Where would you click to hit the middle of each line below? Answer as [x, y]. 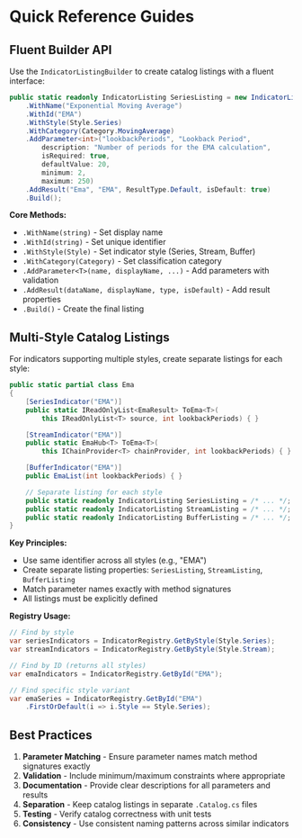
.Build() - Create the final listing [83, 309]
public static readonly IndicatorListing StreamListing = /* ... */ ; [159, 509]
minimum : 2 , [64, 173]
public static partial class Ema [72, 385]
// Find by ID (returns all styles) [78, 665]
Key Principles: [38, 543]
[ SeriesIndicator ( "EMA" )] [74, 401]
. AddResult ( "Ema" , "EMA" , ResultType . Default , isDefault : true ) [148, 189]
